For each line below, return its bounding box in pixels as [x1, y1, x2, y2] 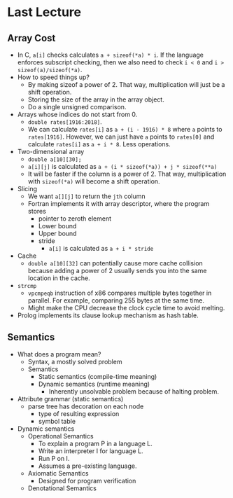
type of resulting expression [38, 409, 120, 417]
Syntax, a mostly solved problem [27, 357, 122, 366]
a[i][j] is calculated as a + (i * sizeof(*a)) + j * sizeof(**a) [27, 162, 218, 170]
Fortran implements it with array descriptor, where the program [27, 200, 210, 207]
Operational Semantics [27, 431, 94, 440]
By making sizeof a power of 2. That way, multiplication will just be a [27, 81, 225, 88]
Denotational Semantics [27, 484, 97, 492]
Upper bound [38, 229, 77, 237]
